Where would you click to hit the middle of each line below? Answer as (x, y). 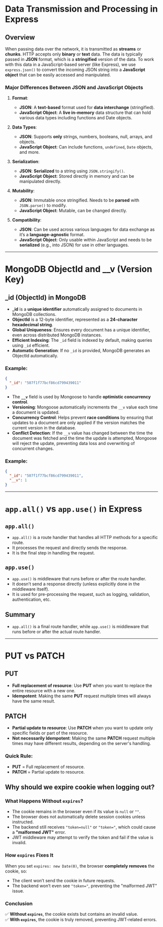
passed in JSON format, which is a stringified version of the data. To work (80, 59)
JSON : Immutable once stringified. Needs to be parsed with (79, 200)
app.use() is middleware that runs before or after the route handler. (79, 578)
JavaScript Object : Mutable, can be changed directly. (73, 211)
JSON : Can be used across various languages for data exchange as (87, 229)
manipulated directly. (40, 182)
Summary (20, 615)
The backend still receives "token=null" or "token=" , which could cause (84, 827)
